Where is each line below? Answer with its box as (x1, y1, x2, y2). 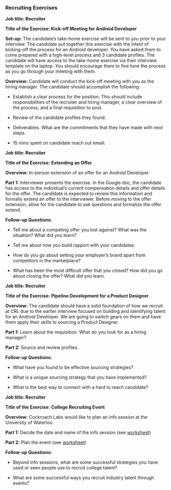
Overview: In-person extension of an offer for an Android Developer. (5, 170, 150, 176)
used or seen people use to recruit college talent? (12, 465, 117, 471)
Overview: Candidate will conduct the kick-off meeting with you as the (5, 79, 155, 85)
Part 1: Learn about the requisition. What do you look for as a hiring (5, 329, 146, 335)
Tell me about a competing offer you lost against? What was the (12, 227, 147, 233)
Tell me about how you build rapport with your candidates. (12, 242, 136, 248)
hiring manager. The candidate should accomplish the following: (5, 84, 140, 90)
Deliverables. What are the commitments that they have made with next (12, 125, 163, 131)
